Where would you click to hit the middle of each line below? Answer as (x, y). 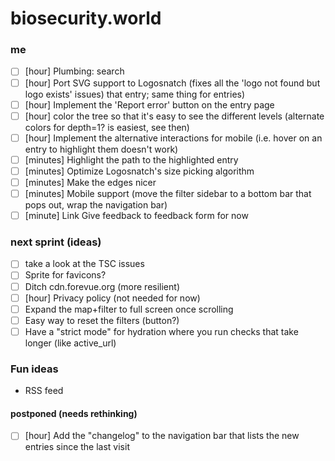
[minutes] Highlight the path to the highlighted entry (131, 159)
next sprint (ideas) (56, 242)
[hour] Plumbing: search (74, 71)
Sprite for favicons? (65, 275)
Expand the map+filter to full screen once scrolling (129, 309)
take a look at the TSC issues (84, 264)
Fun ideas (34, 369)
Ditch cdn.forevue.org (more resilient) (102, 286)
